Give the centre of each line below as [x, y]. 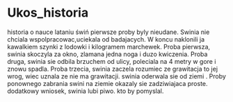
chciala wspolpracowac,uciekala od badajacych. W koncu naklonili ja [106, 39]
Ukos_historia [48, 13]
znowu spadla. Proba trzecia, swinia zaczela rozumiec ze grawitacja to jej [112, 69]
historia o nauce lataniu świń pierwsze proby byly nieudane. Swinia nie [109, 32]
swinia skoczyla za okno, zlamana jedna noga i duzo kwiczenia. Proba [107, 54]
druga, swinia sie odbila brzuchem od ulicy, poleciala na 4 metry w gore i [112, 61]
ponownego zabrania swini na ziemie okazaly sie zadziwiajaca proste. [107, 83]
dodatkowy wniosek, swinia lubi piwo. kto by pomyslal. [86, 91]
